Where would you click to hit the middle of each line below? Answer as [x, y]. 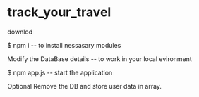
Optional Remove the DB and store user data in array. [85, 86]
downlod [20, 32]
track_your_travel [59, 12]
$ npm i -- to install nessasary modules [64, 45]
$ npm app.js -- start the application [60, 72]
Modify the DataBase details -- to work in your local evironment [99, 59]
